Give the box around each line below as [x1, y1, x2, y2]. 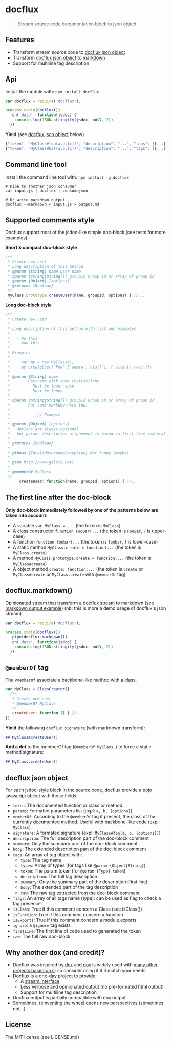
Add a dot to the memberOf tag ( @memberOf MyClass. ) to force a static [5, 744, 152, 750]
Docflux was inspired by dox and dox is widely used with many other [12, 961, 158, 968]
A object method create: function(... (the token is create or [12, 566, 143, 572]
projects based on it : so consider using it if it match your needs [12, 967, 146, 973]
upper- [152, 528, 166, 534]
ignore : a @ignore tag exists [12, 922, 71, 928]
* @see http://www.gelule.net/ [7, 460, 74, 465]
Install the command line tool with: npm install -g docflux [5, 173, 130, 180]
